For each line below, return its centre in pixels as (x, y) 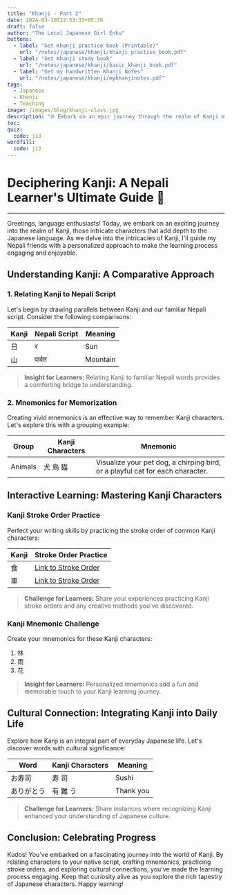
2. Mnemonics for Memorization (62, 402)
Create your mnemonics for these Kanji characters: (80, 638)
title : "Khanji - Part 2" (44, 13)
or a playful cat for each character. (152, 471)
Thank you (132, 790)
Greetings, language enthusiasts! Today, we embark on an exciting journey (113, 223)
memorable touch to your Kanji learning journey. (93, 691)
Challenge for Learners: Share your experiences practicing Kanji (116, 598)
